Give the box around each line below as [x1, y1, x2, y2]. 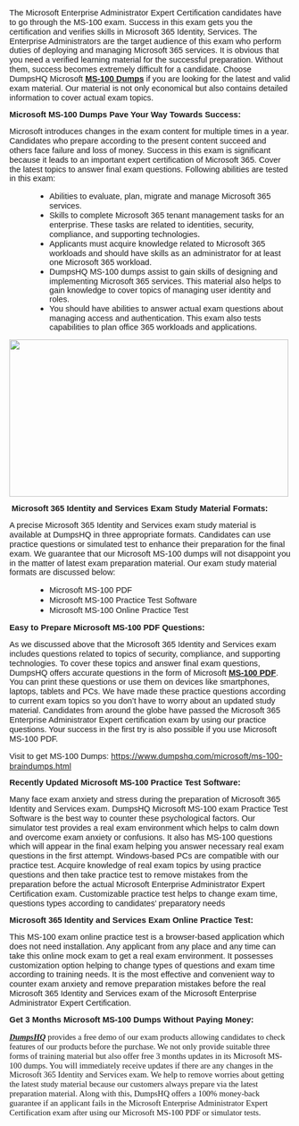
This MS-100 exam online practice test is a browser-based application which [9, 932, 285, 942]
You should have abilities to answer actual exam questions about [48, 303, 284, 313]
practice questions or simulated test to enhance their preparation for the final [9, 539, 286, 549]
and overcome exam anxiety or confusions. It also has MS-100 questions [9, 832, 273, 842]
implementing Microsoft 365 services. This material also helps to [48, 276, 281, 286]
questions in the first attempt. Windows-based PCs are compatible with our [9, 851, 279, 861]
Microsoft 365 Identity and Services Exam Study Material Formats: [12, 503, 269, 513]
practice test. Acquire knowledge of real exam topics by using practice [9, 860, 262, 871]
